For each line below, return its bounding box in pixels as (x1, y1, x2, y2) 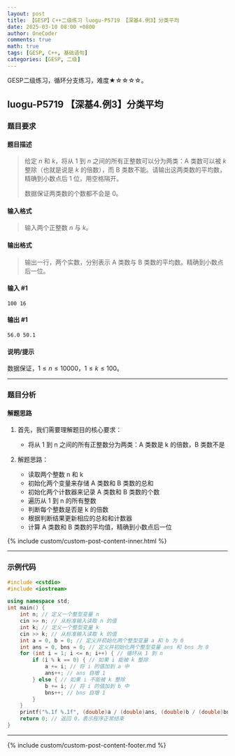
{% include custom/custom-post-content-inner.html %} (7, 537, 167, 546)
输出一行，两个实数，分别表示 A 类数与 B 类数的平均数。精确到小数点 (24, 257, 224, 266)
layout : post (7, 10, 45, 18)
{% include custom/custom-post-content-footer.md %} (7, 741, 166, 749)
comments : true (7, 36, 52, 43)
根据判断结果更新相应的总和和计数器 (27, 514, 133, 522)
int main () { (7, 605, 45, 612)
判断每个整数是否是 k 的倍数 (27, 506, 109, 514)
